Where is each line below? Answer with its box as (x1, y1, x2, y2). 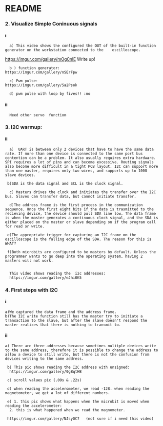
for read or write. (5, 224, 45, 229)
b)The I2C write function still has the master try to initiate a (5, 314, 143, 318)
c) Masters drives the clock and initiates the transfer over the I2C (9, 189, 156, 195)
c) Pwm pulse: (9, 79, 38, 84)
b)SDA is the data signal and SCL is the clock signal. (7, 181, 123, 186)
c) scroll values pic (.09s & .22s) (7, 378, 82, 382)
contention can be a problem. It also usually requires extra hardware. (5, 155, 156, 160)
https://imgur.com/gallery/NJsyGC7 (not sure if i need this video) (7, 416, 154, 421)
